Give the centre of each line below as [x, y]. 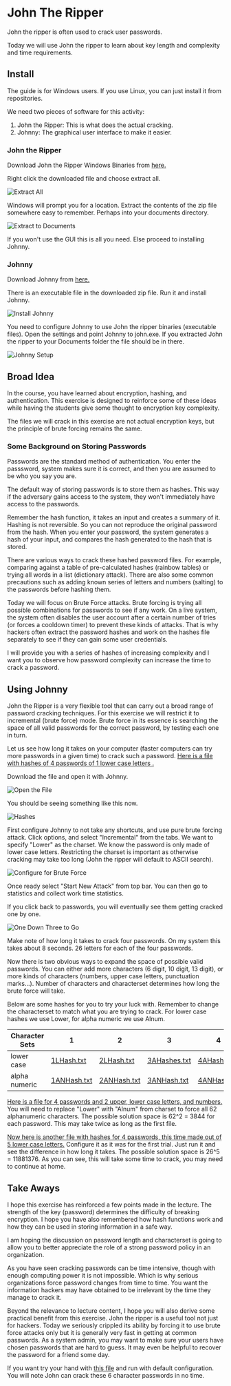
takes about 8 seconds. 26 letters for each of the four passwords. [100, 948]
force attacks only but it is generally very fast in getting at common [102, 1333]
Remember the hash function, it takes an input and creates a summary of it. [114, 517]
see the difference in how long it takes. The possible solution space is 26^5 [113, 1152]
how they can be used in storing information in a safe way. [90, 1227]
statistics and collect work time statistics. [65, 893]
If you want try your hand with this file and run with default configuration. [111, 1368]
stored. [17, 547]
